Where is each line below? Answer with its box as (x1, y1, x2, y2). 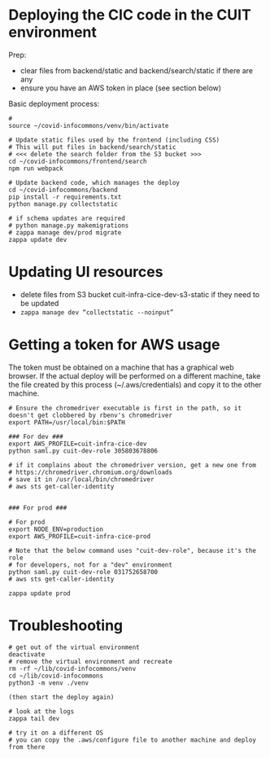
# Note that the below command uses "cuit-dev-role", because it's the (8, 546, 256, 554)
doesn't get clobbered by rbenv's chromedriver (8, 411, 173, 419)
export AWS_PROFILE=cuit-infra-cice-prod (8, 532, 151, 541)
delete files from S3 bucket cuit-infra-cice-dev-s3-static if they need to (20, 289, 260, 299)
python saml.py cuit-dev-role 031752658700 (8, 567, 159, 576)
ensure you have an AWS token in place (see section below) (20, 83, 222, 93)
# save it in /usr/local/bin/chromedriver (8, 475, 155, 484)
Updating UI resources (8, 263, 163, 282)
